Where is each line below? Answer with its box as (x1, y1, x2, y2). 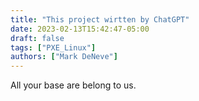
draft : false (10, 33, 65, 43)
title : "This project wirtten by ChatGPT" (10, 14, 190, 25)
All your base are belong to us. (10, 79, 137, 91)
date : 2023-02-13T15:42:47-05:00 (10, 24, 150, 34)
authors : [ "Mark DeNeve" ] (10, 52, 118, 62)
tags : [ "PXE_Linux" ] (10, 42, 97, 53)
